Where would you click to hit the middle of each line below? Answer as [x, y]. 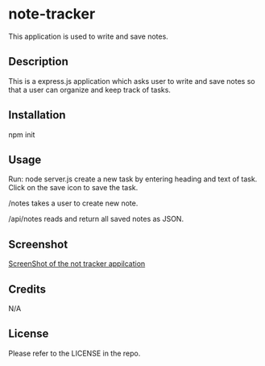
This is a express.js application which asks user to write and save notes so [132, 81]
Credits [27, 289]
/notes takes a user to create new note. [73, 203]
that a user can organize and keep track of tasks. [90, 89]
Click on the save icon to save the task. [73, 188]
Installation [37, 115]
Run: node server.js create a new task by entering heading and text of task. [133, 179]
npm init [22, 135]
